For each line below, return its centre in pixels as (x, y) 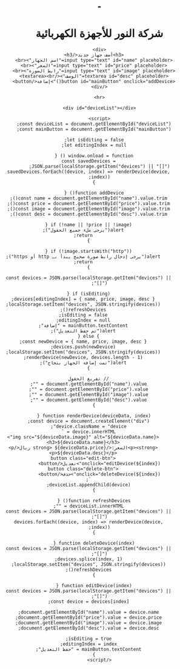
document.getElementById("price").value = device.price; (89, 618)
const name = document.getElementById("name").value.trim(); (88, 198)
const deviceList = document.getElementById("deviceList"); (94, 124)
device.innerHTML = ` (88, 432)
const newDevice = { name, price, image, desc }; (83, 342)
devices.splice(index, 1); (88, 559)
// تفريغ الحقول (89, 379)
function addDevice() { (94, 193)
